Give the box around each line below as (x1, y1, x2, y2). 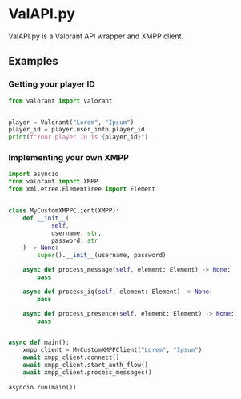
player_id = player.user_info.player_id (8, 126, 146, 134)
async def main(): (8, 338, 70, 347)
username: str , (50, 229, 102, 237)
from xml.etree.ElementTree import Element (8, 185, 156, 193)
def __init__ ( (22, 214, 70, 222)
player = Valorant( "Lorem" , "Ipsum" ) (8, 118, 135, 127)
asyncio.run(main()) (8, 383, 78, 391)
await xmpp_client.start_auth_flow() (22, 361, 149, 369)
